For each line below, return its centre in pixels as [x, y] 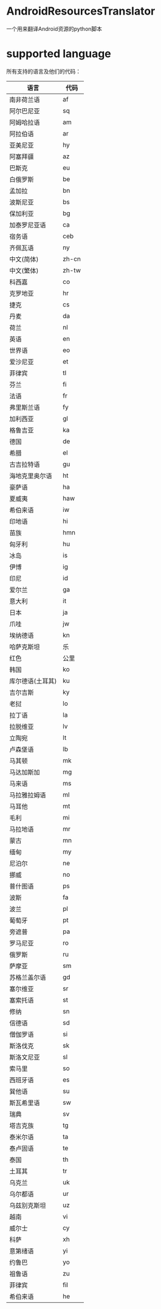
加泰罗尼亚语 [28, 225]
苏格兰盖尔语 [28, 977]
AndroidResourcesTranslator [81, 11]
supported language [59, 54]
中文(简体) [24, 259]
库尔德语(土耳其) [33, 681]
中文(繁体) [24, 271]
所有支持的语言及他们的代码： [43, 71]
